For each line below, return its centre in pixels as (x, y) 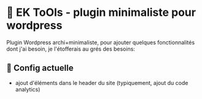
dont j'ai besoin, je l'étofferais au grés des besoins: (71, 49)
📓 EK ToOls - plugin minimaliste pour (101, 13)
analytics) (28, 89)
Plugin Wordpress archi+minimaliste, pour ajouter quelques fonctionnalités (101, 42)
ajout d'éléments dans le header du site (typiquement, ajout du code (102, 82)
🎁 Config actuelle (40, 68)
